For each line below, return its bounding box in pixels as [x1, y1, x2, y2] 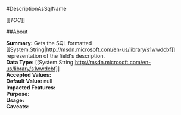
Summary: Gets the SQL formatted [6, 40, 92, 46]
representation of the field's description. [6, 52, 105, 59]
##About [6, 28, 28, 35]
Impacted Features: [6, 84, 55, 91]
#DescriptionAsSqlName [6, 5, 67, 12]
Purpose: [6, 91, 30, 97]
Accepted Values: [6, 72, 52, 78]
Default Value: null [6, 77, 52, 85]
